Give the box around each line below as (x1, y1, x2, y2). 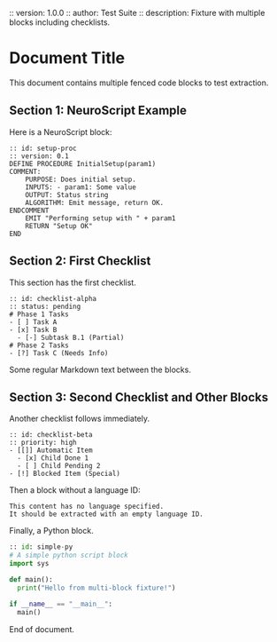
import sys (9, 559, 50, 568)
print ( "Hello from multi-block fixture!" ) (17, 583, 176, 592)
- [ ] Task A (9, 317, 58, 327)
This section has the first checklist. (9, 277, 137, 288)
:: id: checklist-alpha (9, 294, 97, 303)
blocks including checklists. (9, 17, 111, 28)
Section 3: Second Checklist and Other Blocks (9, 390, 268, 405)
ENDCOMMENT (9, 206, 50, 215)
